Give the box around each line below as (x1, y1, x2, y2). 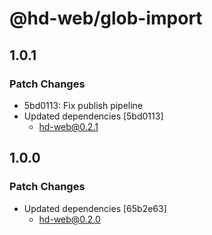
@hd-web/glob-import (9, 7, 203, 30)
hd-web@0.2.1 (38, 120, 99, 132)
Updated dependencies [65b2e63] (23, 202, 167, 214)
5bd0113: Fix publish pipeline (23, 99, 144, 111)
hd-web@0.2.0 (38, 213, 101, 225)
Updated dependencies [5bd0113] (23, 110, 164, 122)
